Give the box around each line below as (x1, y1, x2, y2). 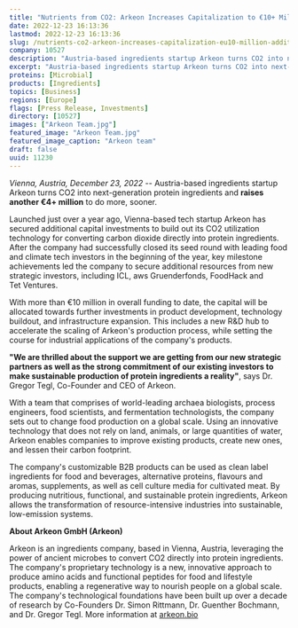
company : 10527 (9, 46, 66, 55)
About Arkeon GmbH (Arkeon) (9, 525, 123, 537)
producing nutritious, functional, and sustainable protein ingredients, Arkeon (9, 490, 288, 500)
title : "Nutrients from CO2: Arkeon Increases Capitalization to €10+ (9, 12, 276, 22)
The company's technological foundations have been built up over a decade (9, 590, 288, 601)
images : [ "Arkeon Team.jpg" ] (9, 121, 117, 130)
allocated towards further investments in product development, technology (9, 306, 283, 317)
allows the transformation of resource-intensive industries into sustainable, (9, 498, 284, 510)
